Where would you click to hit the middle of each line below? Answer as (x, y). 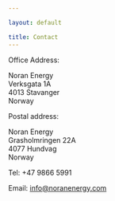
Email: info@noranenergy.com (57, 187)
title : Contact (33, 37)
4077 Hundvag (33, 148)
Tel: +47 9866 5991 (40, 172)
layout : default (35, 22)
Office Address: (34, 60)
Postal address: (34, 116)
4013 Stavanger (34, 92)
